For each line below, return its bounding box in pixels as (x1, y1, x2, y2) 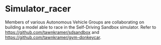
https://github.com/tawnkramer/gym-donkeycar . (5, 34, 102, 40)
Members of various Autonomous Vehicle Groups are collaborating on (5, 19, 144, 25)
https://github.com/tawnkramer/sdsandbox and (5, 29, 100, 35)
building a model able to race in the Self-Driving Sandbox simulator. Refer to (5, 24, 156, 30)
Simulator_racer (5, 3, 71, 14)
